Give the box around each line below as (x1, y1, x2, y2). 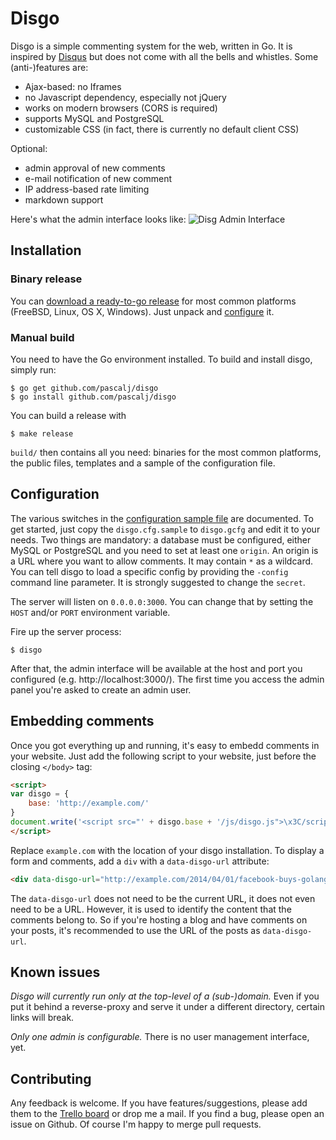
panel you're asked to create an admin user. (10, 683, 192, 696)
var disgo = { (10, 789, 70, 799)
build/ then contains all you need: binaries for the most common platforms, (10, 446, 322, 458)
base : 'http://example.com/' (28, 798, 150, 809)
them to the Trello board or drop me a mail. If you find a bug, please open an (10, 1108, 325, 1120)
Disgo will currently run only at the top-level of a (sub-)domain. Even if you (10, 990, 320, 1002)
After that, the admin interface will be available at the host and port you (10, 662, 303, 674)
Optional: (10, 142, 48, 154)
